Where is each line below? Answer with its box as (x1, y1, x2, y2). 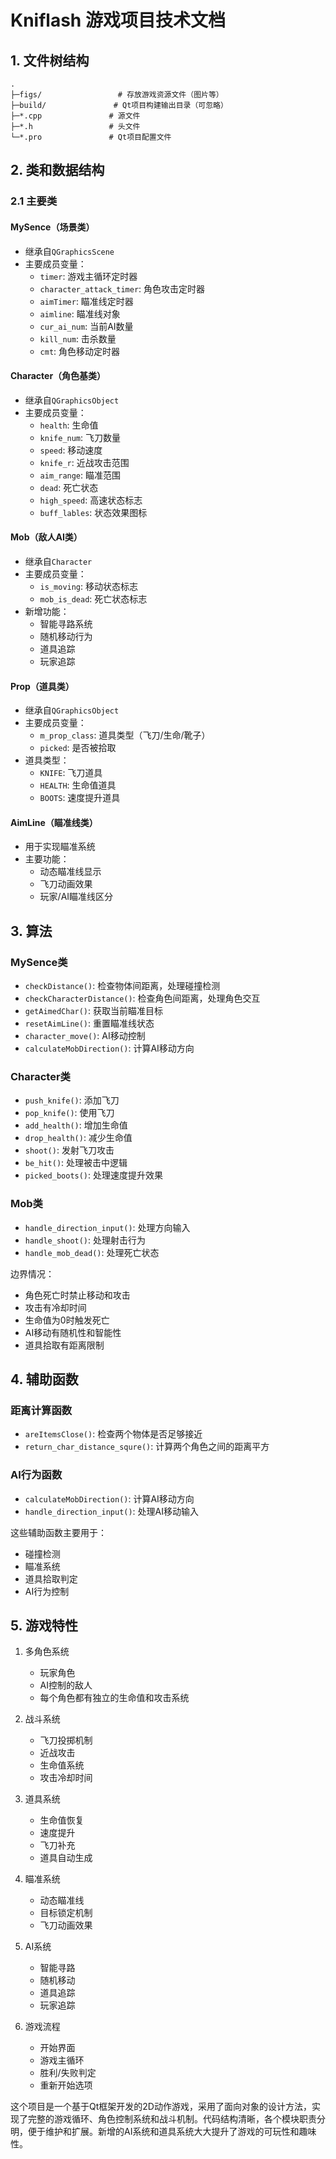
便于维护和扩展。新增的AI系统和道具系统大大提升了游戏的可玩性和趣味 (27, 2126, 317, 2138)
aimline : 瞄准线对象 (39, 307, 121, 320)
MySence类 (10, 955, 68, 969)
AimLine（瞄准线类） (10, 816, 98, 828)
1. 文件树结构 (10, 52, 90, 69)
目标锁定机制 (39, 1907, 93, 1919)
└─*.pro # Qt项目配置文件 (10, 132, 172, 142)
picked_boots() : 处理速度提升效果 (24, 1169, 164, 1181)
